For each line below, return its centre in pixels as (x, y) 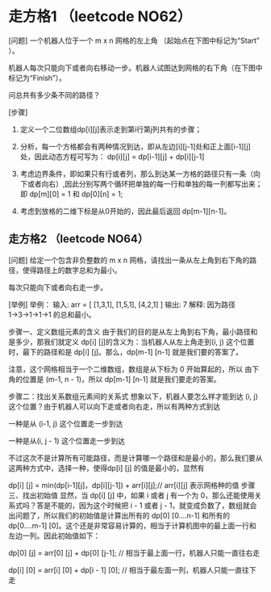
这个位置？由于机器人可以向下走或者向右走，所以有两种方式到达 (114, 406)
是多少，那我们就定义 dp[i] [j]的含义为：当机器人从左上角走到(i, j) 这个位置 (131, 342)
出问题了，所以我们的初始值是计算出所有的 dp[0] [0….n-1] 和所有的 (119, 515)
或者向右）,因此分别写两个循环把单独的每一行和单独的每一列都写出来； (145, 183)
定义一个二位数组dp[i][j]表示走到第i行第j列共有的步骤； (111, 129)
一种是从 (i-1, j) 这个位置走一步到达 (66, 423)
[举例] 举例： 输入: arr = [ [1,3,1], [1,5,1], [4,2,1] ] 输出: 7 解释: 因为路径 (122, 304)
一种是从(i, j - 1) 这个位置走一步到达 (67, 440)
